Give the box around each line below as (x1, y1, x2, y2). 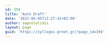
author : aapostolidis (5, 20, 49, 26)
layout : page (5, 25, 31, 30)
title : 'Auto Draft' (5, 12, 47, 16)
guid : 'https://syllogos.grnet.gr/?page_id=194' (5, 29, 105, 34)
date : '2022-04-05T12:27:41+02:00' (5, 16, 77, 21)
